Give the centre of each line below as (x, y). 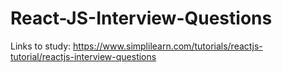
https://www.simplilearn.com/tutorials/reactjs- (168, 46)
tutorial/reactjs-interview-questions (83, 56)
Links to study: (41, 46)
